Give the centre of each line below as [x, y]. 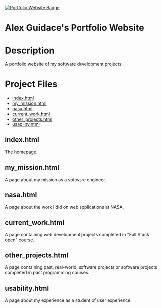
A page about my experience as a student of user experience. [68, 300]
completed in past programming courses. [47, 273]
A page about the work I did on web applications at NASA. [65, 207]
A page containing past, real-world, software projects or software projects [81, 267]
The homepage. [21, 152]
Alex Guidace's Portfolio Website [75, 28]
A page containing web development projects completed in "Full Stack [77, 235]
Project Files [31, 84]
